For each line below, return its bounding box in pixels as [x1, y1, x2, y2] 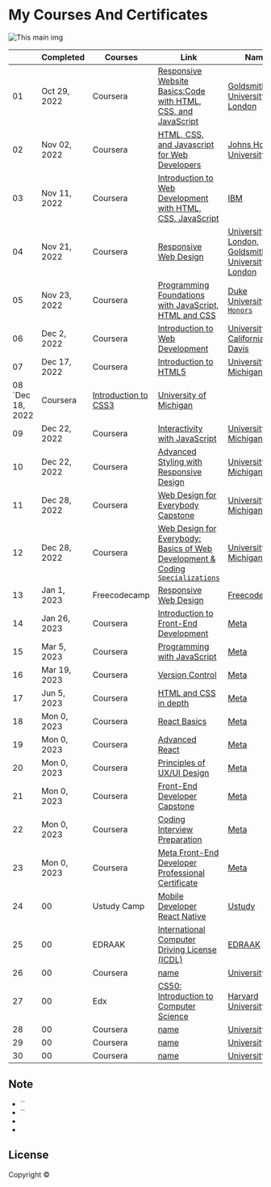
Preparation [157, 834, 202, 845]
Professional [157, 867, 206, 878]
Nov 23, [41, 289, 73, 301]
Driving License [157, 944, 218, 955]
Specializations [157, 573, 220, 583]
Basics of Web [157, 543, 212, 554]
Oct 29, [41, 85, 70, 96]
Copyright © [8, 1169, 50, 1179]
